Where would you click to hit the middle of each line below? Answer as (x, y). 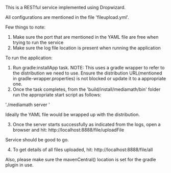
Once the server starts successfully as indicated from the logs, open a (87, 124)
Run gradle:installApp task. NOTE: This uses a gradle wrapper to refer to (89, 68)
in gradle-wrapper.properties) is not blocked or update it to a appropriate (89, 78)
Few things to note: (26, 27)
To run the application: (29, 58)
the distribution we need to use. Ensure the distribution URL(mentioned (87, 73)
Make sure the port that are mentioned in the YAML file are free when (86, 37)
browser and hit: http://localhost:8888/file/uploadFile (68, 130)
